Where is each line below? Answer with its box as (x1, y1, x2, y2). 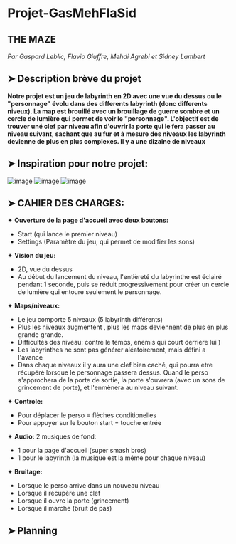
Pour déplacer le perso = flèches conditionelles (17, 411, 157, 419)
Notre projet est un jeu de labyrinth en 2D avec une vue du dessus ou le (7, 91, 222, 100)
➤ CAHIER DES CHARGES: (7, 197, 124, 209)
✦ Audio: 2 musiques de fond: (7, 432, 97, 441)
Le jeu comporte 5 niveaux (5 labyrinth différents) (17, 315, 163, 324)
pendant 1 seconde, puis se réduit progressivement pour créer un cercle (17, 280, 230, 289)
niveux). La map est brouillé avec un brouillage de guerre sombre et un (7, 107, 220, 115)
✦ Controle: (7, 397, 43, 406)
